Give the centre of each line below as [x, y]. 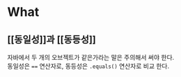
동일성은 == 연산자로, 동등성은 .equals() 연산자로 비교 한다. [88, 66]
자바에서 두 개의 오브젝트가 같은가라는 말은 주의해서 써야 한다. [91, 57]
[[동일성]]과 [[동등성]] [52, 39]
